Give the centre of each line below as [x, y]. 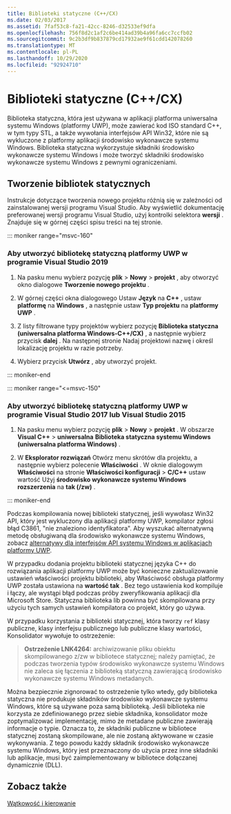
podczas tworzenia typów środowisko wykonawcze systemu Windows [124, 664]
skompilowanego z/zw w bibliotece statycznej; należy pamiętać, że [120, 656]
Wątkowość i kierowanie [41, 803]
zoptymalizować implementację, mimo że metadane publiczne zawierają [110, 721]
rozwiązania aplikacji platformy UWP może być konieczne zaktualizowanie [113, 570]
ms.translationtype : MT [41, 46]
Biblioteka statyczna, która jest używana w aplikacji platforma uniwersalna [112, 118]
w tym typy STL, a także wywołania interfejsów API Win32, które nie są [108, 132]
